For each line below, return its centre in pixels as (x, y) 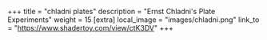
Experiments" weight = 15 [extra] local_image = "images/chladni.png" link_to (133, 20)
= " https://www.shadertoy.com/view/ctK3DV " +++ (90, 28)
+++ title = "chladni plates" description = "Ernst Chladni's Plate (112, 11)
